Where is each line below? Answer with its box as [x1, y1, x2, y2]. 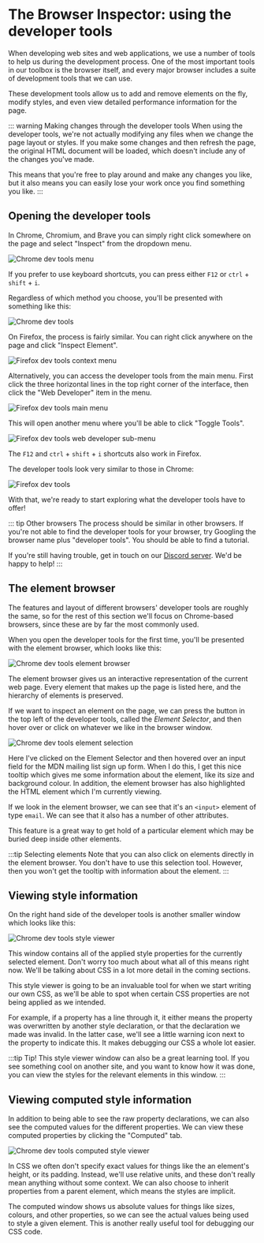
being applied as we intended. [8, 998, 106, 1007]
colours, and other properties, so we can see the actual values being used [8, 1210, 249, 1220]
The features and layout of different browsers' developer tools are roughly [8, 602, 249, 612]
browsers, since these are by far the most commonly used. [8, 620, 199, 629]
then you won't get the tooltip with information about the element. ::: [8, 866, 229, 875]
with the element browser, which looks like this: [8, 643, 162, 653]
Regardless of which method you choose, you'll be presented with [8, 293, 223, 302]
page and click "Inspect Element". [8, 340, 118, 350]
